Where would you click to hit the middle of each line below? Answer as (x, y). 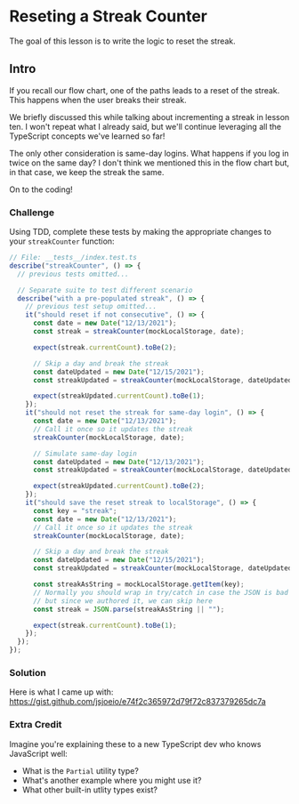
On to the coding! (41, 189)
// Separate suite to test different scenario (105, 290)
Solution (28, 672)
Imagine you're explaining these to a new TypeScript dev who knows (135, 744)
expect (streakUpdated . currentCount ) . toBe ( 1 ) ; (118, 396)
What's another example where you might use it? (112, 780)
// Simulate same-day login (85, 454)
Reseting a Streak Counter (108, 16)
